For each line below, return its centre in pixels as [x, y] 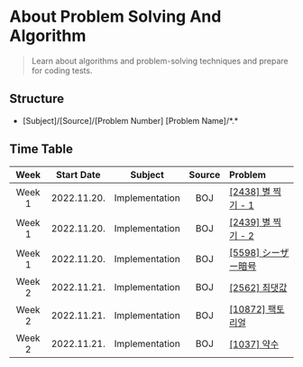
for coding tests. [62, 71]
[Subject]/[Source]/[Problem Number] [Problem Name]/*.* [130, 120]
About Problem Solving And [115, 17]
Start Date [78, 174]
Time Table [41, 150]
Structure [37, 99]
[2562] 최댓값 [258, 287]
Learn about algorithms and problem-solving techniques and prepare [160, 61]
